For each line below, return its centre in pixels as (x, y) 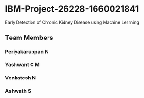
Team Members (29, 38)
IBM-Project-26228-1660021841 (72, 9)
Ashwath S (18, 91)
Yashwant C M (22, 65)
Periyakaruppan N (27, 52)
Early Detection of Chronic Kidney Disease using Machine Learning (72, 22)
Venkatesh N (21, 78)
